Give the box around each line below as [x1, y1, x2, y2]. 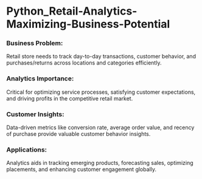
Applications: [6, 146, 47, 153]
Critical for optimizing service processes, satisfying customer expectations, [6, 88, 196, 96]
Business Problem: [6, 39, 63, 47]
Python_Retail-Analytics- [6, 4, 138, 18]
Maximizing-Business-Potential [6, 17, 170, 31]
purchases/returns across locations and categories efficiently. [6, 59, 162, 66]
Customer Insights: [6, 110, 64, 118]
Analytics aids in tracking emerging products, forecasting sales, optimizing [6, 160, 193, 167]
